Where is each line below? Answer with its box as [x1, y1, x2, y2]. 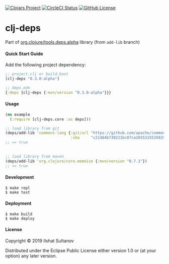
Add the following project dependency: [5, 62, 86, 68]
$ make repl [5, 185, 30, 190]
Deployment [5, 201, 32, 207]
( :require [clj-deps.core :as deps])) [10, 116, 92, 122]
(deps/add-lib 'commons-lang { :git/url [5, 130, 89, 136]
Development [5, 174, 34, 180]
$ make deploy [5, 216, 35, 221]
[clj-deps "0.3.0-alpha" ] [5, 76, 59, 82]
